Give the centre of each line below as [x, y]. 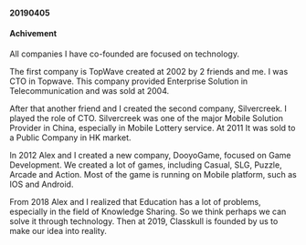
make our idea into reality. [58, 230]
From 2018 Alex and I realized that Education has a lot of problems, [136, 201]
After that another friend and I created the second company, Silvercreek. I [148, 108]
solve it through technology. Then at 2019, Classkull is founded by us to [144, 221]
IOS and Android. [42, 184]
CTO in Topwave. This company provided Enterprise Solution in [129, 81]
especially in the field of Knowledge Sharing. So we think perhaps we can [148, 211]
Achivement [33, 34]
